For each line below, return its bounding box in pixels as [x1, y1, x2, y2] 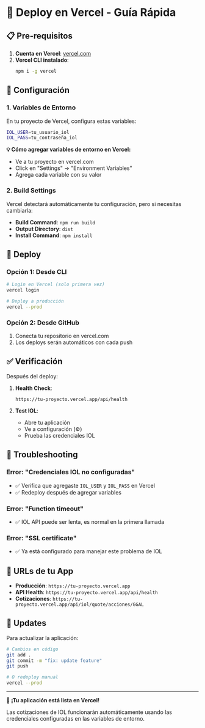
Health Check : [15, 384, 52, 392]
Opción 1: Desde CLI [6, 267, 67, 276]
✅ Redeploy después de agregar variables [15, 488, 122, 496]
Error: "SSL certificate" [6, 534, 77, 542]
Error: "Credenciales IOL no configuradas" [6, 468, 135, 476]
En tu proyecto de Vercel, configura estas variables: [6, 117, 137, 125]
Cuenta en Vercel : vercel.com [15, 50, 92, 57]
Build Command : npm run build [15, 218, 96, 226]
